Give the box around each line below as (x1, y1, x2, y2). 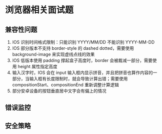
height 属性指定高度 (18, 64, 58, 69)
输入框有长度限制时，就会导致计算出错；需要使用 (29, 76, 128, 81)
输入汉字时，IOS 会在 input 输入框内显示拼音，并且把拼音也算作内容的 (12, 70, 153, 76)
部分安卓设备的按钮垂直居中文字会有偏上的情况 (12, 88, 106, 94)
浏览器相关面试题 (5, 4, 74, 16)
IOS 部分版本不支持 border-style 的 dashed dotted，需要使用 (12, 45, 134, 51)
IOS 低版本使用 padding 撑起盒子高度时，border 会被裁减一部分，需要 (12, 57, 153, 63)
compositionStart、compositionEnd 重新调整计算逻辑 (12, 82, 119, 88)
